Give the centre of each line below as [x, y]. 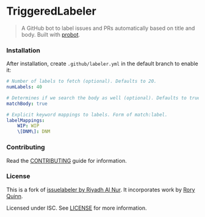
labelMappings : [26, 120]
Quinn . [15, 196]
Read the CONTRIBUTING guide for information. [67, 160]
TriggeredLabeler [51, 11]
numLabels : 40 [24, 87]
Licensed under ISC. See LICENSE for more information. [77, 208]
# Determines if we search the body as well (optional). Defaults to [97, 98]
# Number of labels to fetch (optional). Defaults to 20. [81, 81]
